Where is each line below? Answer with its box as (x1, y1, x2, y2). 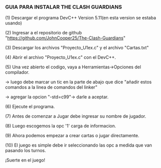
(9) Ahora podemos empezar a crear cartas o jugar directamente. (5, 133, 140, 139)
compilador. (5, 69, 30, 75)
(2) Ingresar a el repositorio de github (5, 30, 82, 36)
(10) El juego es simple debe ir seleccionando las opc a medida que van (5, 142, 152, 148)
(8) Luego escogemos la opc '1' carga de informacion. (5, 123, 116, 129)
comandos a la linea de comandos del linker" (5, 84, 98, 90)
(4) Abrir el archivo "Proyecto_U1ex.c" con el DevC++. (5, 54, 116, 60)
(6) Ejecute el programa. (5, 104, 55, 110)
